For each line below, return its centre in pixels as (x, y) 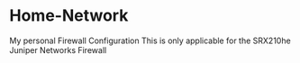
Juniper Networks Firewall (58, 49)
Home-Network (69, 16)
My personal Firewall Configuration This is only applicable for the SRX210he (150, 40)
